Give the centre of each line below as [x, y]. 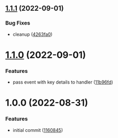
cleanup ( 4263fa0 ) [32, 34]
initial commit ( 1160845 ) [38, 130]
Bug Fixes [18, 23]
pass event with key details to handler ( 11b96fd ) [63, 82]
